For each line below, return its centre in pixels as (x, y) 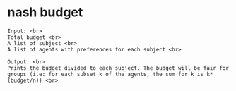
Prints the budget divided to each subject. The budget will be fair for (118, 68)
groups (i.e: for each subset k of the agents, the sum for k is (105, 74)
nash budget (45, 12)
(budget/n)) (25, 80)
